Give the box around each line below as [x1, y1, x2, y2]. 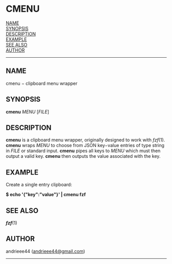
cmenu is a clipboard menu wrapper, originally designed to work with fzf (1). [6, 137, 165, 143]
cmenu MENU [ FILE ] [6, 108, 50, 115]
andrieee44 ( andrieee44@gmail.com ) [6, 248, 86, 254]
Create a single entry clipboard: [6, 182, 72, 188]
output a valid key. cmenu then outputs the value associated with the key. [6, 153, 161, 159]
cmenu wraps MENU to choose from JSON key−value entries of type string [6, 142, 165, 149]
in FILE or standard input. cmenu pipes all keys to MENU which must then [6, 148, 161, 154]
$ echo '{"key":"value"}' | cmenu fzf [6, 191, 86, 198]
